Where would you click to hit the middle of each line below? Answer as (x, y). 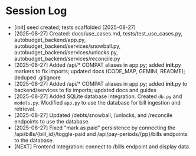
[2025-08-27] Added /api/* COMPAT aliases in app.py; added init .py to (101, 83)
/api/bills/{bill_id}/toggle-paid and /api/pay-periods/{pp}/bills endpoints (101, 134)
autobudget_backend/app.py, (50, 40)
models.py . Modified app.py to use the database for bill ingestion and (97, 102)
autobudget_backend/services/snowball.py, (67, 46)
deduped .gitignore (37, 77)
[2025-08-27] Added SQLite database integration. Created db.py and (98, 96)
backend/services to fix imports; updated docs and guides (85, 90)
